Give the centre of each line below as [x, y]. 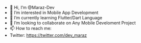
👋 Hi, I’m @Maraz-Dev [32, 7]
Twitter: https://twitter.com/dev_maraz [48, 35]
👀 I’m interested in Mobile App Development [54, 13]
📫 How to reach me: [31, 28]
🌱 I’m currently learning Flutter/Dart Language [56, 18]
